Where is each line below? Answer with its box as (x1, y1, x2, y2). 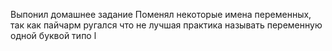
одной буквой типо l (10, 30, 97, 41)
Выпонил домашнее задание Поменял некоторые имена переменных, (10, 9, 312, 20)
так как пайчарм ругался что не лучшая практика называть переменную (10, 19, 323, 31)
